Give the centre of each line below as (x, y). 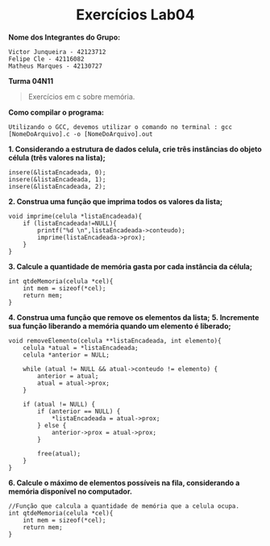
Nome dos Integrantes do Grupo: (64, 37)
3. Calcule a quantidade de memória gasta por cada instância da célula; (130, 266)
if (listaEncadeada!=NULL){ (70, 223)
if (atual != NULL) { (59, 404)
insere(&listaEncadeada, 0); (57, 172)
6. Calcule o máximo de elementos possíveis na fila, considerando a (124, 482)
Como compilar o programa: (56, 112)
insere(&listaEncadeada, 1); (57, 179)
